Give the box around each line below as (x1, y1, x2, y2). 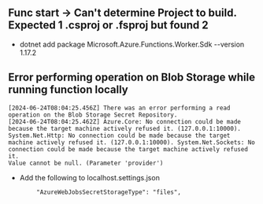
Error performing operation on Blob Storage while (8, 71, 256, 84)
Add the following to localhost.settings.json (19, 172, 160, 182)
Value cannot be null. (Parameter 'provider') (8, 159, 164, 167)
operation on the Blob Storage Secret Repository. (8, 110, 178, 119)
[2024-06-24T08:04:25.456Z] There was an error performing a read (8, 104, 231, 112)
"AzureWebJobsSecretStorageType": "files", (36, 188, 181, 196)
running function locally (8, 83, 128, 97)
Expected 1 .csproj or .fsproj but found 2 (8, 19, 209, 32)
